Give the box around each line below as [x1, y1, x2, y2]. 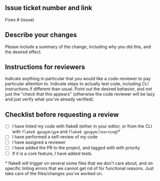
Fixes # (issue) [5, 16, 34, 22]
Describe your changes [5, 31, 77, 39]
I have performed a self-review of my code [12, 134, 98, 140]
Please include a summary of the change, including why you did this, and [5, 44, 151, 49]
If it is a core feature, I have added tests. [12, 150, 93, 156]
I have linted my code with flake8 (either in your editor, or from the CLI [12, 123, 152, 129]
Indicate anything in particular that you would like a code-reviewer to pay [5, 76, 151, 82]
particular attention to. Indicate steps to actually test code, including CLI [5, 81, 149, 87]
